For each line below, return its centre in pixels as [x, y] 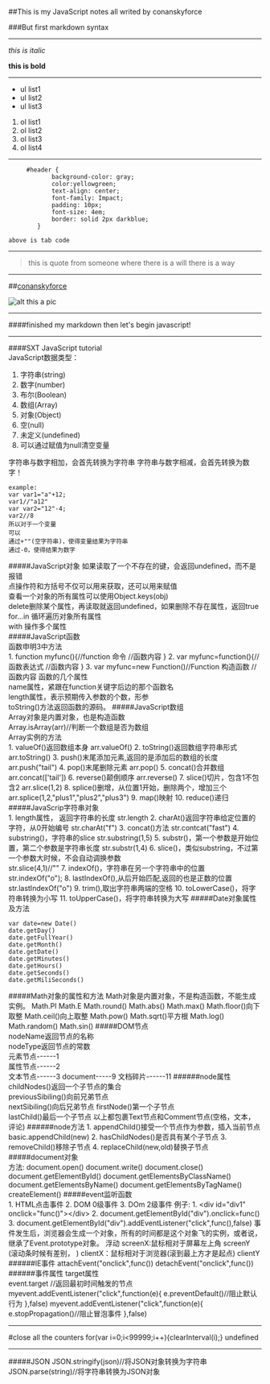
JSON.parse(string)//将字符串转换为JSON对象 [84, 1372]
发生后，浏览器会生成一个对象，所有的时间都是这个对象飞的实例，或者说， [138, 1233]
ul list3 [31, 106]
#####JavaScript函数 [44, 636]
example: [23, 487]
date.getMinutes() [39, 959]
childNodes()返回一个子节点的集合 [65, 1086]
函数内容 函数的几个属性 [48, 677]
